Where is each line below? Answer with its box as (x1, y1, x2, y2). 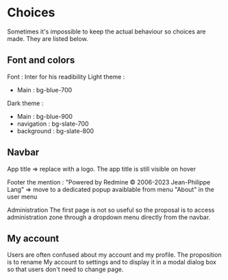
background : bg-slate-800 (16, 126, 94, 135)
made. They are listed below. (7, 34, 88, 42)
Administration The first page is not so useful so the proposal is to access (7, 206, 215, 214)
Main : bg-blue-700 (16, 85, 73, 94)
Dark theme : (7, 99, 44, 107)
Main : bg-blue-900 (16, 112, 73, 120)
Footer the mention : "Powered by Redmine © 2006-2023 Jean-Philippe (7, 178, 211, 186)
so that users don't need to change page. (7, 265, 124, 274)
